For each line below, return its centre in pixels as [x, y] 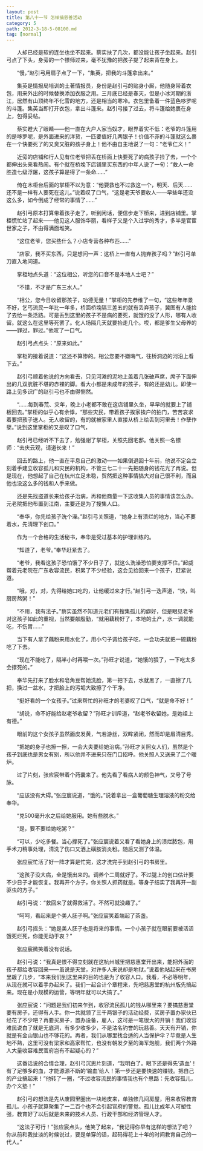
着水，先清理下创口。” [33, 524]
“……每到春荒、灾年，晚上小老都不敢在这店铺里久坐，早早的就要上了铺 [104, 405]
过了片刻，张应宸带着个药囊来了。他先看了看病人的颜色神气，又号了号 [104, 775]
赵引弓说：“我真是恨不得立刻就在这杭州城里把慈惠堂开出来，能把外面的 [105, 962]
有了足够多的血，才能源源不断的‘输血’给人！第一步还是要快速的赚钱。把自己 [100, 1071]
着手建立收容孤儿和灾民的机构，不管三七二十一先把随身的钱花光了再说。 [101, 468]
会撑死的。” [20, 668]
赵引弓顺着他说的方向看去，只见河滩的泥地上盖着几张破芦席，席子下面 [104, 377]
